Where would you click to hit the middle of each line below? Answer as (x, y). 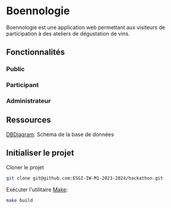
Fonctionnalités (36, 52)
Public (15, 69)
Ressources (29, 120)
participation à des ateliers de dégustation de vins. (68, 33)
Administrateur (28, 101)
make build (20, 200)
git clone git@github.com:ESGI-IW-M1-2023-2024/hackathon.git (85, 178)
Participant (23, 85)
